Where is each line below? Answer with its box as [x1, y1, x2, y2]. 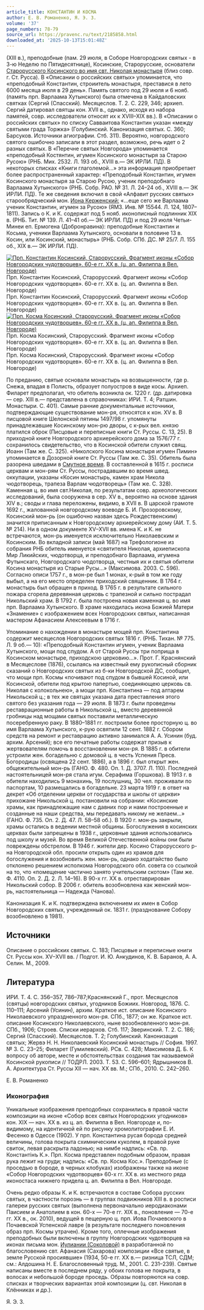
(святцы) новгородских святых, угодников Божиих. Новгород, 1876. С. [6, 1000, 190, 1007]
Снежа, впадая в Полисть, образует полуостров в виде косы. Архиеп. [6, 383, 189, 390]
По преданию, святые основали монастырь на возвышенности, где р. [6, 376, 189, 384]
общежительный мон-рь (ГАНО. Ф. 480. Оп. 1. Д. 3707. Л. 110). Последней [6, 765, 198, 771]
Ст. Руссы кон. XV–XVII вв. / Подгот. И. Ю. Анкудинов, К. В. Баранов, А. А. [6, 953, 198, 960]
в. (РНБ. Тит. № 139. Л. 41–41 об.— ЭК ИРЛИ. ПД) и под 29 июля [6, 216, 172, 224]
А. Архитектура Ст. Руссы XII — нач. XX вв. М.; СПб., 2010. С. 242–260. [6, 1064, 191, 1072]
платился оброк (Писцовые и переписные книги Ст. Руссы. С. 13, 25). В [6, 428, 192, 435]
